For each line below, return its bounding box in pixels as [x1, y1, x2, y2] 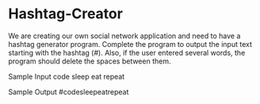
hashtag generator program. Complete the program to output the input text [8, 39, 252, 48]
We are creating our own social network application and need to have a [8, 31, 241, 40]
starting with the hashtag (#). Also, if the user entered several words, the [8, 48, 246, 57]
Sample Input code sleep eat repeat [8, 71, 125, 81]
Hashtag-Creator [8, 5, 123, 23]
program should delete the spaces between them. [8, 56, 171, 66]
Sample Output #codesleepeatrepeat [8, 87, 129, 96]
